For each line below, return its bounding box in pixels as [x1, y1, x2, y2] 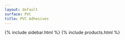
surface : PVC [4, 12, 31, 17]
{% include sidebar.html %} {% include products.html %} [4, 30, 120, 36]
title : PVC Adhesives [4, 16, 49, 21]
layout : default [4, 7, 38, 12]
